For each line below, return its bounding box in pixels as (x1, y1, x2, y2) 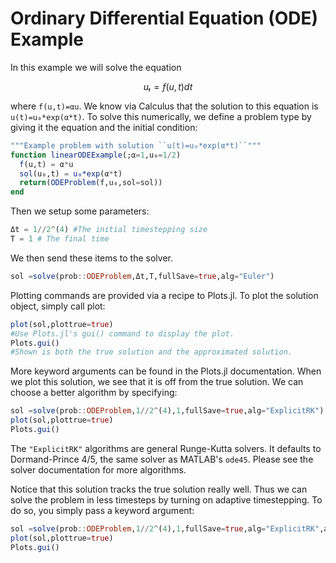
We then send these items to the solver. (10, 252, 174, 264)
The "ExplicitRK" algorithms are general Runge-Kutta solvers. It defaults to (10, 442, 322, 454)
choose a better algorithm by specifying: (10, 387, 178, 399)
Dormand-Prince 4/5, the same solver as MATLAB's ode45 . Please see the (10, 453, 314, 465)
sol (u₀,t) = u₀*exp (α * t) (19, 168, 123, 179)
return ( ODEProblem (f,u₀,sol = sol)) (19, 178, 163, 188)
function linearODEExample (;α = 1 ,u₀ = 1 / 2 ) (10, 150, 182, 160)
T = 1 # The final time (10, 234, 110, 244)
